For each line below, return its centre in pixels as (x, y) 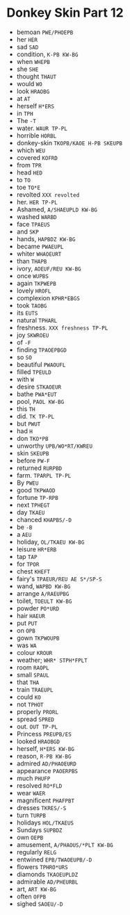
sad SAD (27, 47)
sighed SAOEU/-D (40, 904)
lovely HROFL (34, 291)
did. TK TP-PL (35, 416)
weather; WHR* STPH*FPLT (52, 660)
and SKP (27, 232)
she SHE (27, 69)
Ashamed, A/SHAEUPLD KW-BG (57, 209)
